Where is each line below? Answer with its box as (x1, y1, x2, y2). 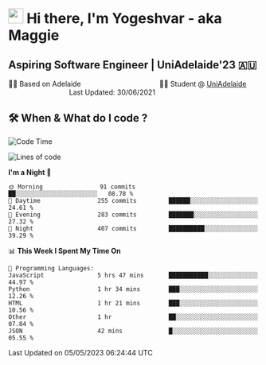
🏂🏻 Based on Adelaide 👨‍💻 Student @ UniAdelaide (8, 80, 247, 88)
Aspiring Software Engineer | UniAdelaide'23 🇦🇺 (8, 58, 257, 72)
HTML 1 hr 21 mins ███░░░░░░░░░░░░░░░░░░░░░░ (8, 299, 259, 307)
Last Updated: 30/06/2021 (68, 87, 156, 97)
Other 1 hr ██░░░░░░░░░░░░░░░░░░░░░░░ (8, 313, 259, 321)
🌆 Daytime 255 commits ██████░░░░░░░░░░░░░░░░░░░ (8, 196, 259, 204)
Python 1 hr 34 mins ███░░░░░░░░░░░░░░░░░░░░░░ (8, 285, 259, 293)
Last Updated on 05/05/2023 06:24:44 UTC (8, 348, 153, 357)
